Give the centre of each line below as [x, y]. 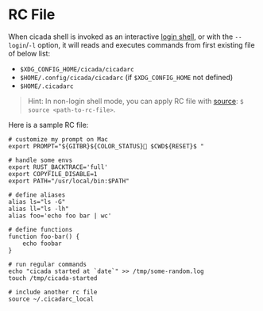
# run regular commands [48, 264]
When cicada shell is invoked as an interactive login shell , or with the [121, 36]
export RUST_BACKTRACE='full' [58, 167]
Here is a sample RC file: [48, 125]
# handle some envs [41, 160]
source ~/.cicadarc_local [51, 299]
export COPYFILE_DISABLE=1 [53, 174]
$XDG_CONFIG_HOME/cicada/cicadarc [77, 69]
